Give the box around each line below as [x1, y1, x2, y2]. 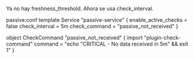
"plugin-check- [143, 34, 181, 41]
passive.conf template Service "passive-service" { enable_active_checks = [6, 17, 188, 23]
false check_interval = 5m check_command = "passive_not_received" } [6, 23, 178, 29]
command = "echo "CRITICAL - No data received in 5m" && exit [34, 41, 188, 47]
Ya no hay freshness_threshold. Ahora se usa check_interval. [6, 5, 154, 12]
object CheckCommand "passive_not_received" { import [6, 34, 143, 41]
